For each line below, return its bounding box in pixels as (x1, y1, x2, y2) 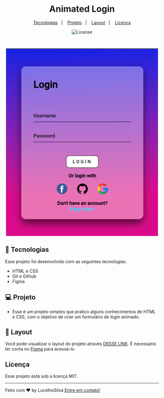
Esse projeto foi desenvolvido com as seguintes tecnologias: (5, 258, 127, 265)
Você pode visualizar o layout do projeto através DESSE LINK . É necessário (5, 341, 156, 347)
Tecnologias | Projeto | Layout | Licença (33, 20, 131, 25)
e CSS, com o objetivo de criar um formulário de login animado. (12, 314, 140, 320)
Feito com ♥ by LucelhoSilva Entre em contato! (5, 387, 101, 393)
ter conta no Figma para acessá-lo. (5, 346, 76, 352)
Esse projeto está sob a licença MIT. (5, 373, 78, 379)
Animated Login (49, 3, 115, 15)
